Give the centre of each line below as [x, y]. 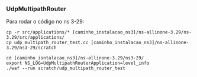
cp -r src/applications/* [38, 32]
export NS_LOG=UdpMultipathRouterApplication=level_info [78, 63]
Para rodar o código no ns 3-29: [45, 22]
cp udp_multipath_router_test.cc [47, 43]
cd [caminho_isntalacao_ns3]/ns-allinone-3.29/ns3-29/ [75, 58]
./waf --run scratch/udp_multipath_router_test [66, 68]
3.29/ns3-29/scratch [32, 48]
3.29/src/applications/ [35, 38]
